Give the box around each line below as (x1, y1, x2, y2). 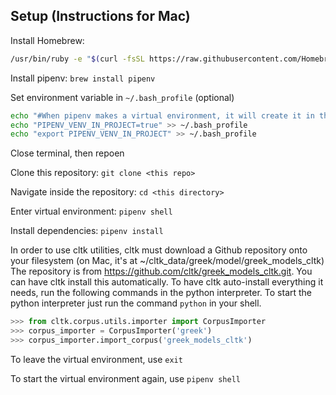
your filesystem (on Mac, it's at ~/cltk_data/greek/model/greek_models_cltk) (10, 255, 325, 267)
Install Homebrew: (10, 34, 85, 46)
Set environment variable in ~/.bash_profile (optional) (10, 91, 235, 103)
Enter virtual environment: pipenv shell (10, 205, 173, 218)
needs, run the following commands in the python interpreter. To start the (10, 287, 313, 299)
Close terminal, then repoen (10, 147, 125, 159)
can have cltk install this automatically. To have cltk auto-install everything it (10, 276, 324, 288)
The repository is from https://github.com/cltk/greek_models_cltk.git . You (10, 265, 313, 278)
